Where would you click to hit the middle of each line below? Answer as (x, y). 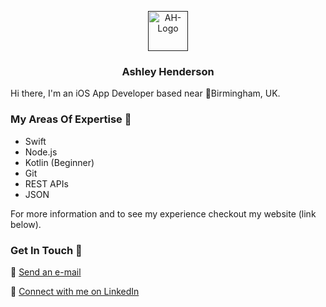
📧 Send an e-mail (46, 272)
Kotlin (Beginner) (59, 162)
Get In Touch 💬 (46, 250)
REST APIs (46, 183)
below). (26, 224)
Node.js (41, 152)
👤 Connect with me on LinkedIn (75, 291)
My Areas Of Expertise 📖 (71, 119)
